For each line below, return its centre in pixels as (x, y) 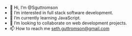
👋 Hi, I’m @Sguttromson (34, 8)
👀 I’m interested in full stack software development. (61, 13)
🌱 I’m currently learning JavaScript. (45, 18)
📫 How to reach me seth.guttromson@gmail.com (60, 28)
